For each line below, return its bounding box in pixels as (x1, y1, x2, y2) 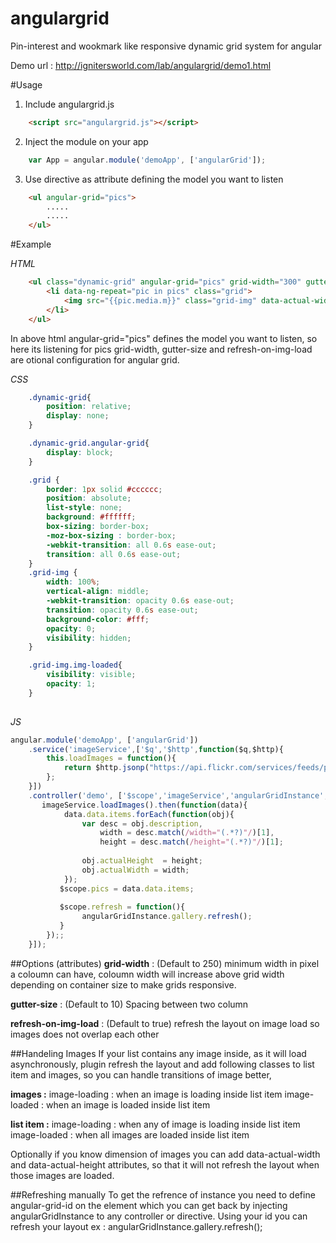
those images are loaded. (10, 1169, 115, 1181)
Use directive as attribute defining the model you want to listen (24, 173, 284, 185)
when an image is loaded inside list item (45, 1098, 211, 1111)
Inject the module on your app (24, 135, 149, 147)
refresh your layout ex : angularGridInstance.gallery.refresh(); (10, 1220, 263, 1232)
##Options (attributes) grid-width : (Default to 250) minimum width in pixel (10, 957, 320, 969)
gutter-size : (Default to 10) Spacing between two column (10, 998, 249, 1010)
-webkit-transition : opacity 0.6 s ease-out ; (46, 596, 235, 606)
